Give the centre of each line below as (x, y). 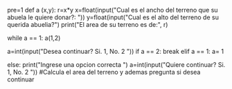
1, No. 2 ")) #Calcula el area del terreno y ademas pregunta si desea (104, 72)
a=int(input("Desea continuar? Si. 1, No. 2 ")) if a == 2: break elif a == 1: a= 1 (115, 51)
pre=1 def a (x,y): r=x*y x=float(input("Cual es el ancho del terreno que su (113, 10)
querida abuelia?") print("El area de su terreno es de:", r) (88, 24)
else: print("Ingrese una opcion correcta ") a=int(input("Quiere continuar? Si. (116, 65)
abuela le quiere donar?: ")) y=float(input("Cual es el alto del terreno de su (113, 17)
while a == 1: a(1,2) (34, 38)
